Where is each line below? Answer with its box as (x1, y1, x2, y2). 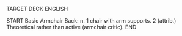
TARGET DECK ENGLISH (6, 5, 68, 12)
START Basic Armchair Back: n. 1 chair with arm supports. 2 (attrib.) (6, 17, 177, 24)
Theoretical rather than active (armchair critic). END (6, 24, 137, 31)
